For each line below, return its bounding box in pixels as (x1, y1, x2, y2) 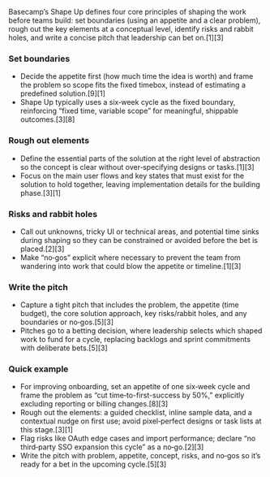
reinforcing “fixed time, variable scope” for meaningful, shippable (19, 106, 239, 116)
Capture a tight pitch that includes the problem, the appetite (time (19, 300, 239, 310)
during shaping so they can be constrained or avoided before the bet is (19, 235, 258, 245)
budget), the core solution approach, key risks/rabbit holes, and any (19, 309, 247, 319)
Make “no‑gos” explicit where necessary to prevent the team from (19, 252, 241, 262)
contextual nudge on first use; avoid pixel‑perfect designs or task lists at (19, 416, 262, 426)
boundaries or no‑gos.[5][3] (19, 317, 114, 327)
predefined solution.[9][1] (19, 89, 105, 98)
